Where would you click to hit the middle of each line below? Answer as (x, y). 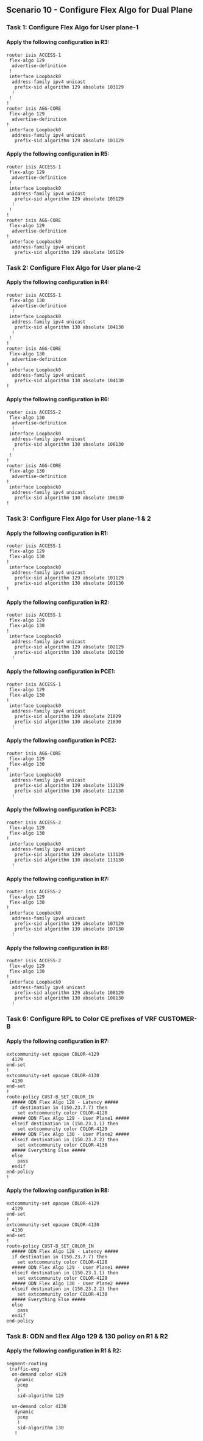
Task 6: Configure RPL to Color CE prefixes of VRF (82, 1019)
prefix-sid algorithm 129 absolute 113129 (69, 854)
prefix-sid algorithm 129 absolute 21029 (68, 716)
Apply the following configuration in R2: (58, 602)
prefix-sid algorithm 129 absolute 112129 (69, 785)
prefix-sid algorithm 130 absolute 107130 (69, 929)
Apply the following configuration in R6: (58, 399)
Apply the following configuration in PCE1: (61, 671)
